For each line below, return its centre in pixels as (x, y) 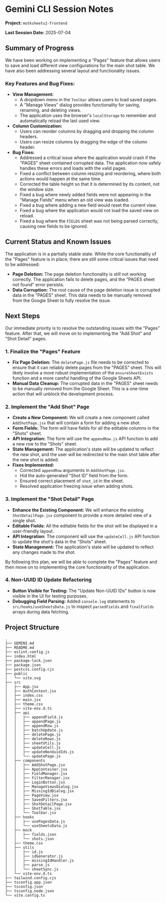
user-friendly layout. (33, 531)
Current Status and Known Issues (58, 242)
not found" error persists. (38, 285)
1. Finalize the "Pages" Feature (43, 351)
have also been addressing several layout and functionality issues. (73, 71)
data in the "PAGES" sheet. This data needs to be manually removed (82, 295)
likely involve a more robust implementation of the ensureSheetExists (83, 373)
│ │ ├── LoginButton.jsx (35, 782)
